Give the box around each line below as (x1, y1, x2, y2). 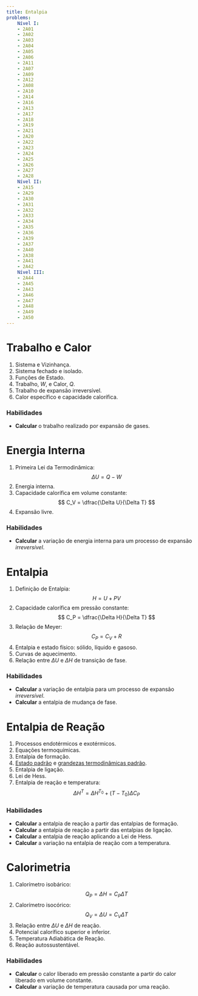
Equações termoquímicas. (15, 746, 81, 754)
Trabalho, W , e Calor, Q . (15, 380, 75, 387)
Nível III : (17, 269, 45, 276)
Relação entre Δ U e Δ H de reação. (15, 922, 101, 929)
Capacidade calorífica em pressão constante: (15, 604, 129, 612)
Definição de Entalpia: (15, 585, 70, 592)
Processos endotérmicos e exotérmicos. (15, 740, 117, 748)
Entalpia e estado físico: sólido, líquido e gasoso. (15, 644, 138, 651)
